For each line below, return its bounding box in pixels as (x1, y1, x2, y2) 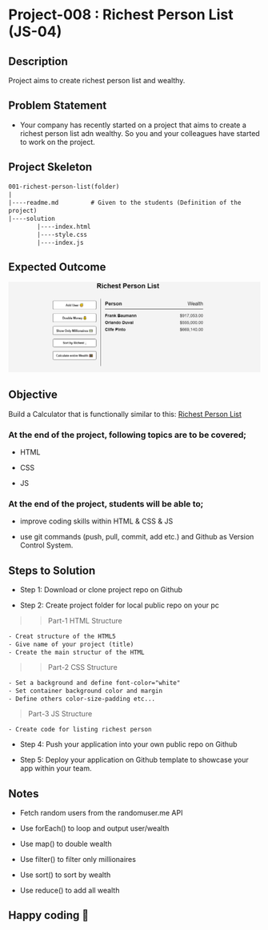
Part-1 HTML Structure (47, 616, 122, 626)
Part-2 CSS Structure (47, 663, 118, 672)
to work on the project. (19, 137, 96, 146)
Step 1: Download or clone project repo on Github (19, 585, 182, 595)
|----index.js (37, 239, 84, 247)
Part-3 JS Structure (27, 709, 93, 719)
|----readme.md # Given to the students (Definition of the (8, 198, 242, 206)
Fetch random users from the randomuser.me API (19, 808, 183, 818)
